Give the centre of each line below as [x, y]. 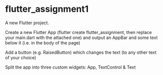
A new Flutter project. [27, 23]
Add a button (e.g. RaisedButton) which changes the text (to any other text [81, 52]
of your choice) [21, 57]
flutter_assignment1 [47, 9]
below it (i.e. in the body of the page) [43, 42]
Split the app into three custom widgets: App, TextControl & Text [70, 67]
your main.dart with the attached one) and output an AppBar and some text [81, 37]
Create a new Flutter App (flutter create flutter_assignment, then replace [79, 32]
